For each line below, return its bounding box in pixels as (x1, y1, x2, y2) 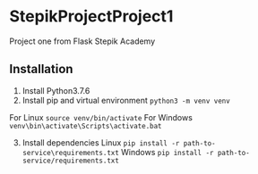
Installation (9, 62, 73, 77)
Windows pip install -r (120, 146, 214, 157)
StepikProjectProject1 (9, 6, 174, 27)
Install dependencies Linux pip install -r (21, 137, 180, 148)
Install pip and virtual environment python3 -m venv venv (21, 95, 230, 105)
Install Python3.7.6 (21, 85, 90, 95)
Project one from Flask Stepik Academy (9, 36, 156, 46)
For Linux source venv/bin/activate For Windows (9, 112, 193, 122)
